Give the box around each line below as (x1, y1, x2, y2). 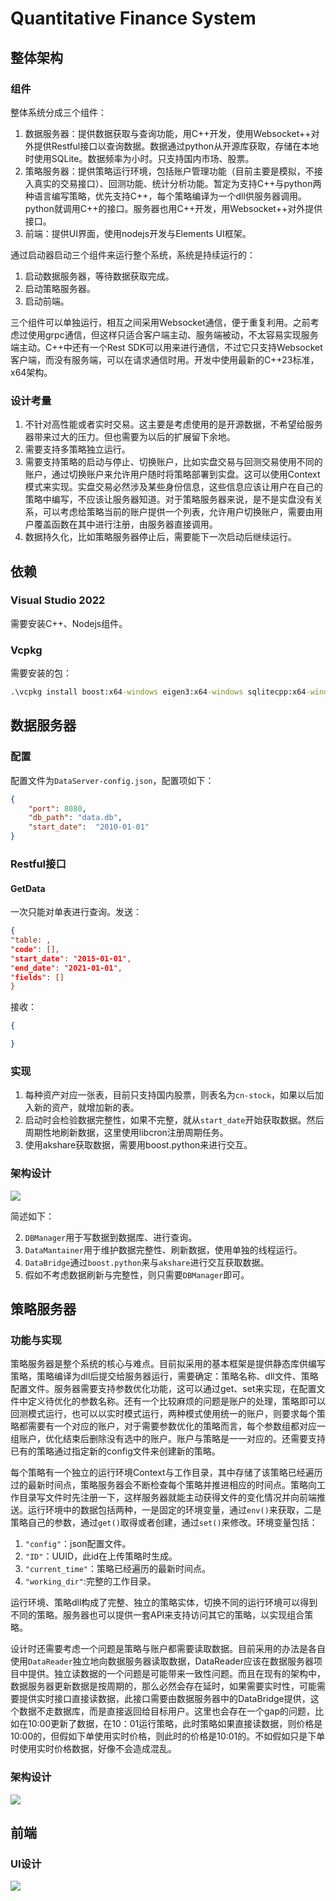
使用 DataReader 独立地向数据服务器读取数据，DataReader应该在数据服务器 (10, 1655, 315, 1667)
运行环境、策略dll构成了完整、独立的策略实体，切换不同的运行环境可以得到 (10, 1597, 318, 1609)
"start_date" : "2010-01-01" (28, 822, 150, 832)
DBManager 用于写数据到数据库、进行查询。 (24, 1231, 198, 1243)
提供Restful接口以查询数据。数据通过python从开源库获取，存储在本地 (33, 140, 320, 152)
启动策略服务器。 (24, 282, 96, 294)
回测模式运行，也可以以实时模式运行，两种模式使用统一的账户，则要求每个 (10, 1408, 317, 1420)
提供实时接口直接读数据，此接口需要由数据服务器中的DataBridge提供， (18, 1693, 311, 1705)
